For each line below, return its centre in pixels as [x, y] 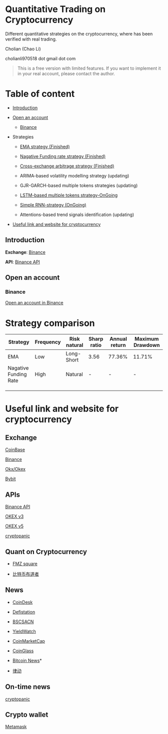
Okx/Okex [15, 469]
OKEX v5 [14, 526]
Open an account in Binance [34, 303]
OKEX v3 [14, 516]
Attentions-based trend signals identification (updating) [77, 215]
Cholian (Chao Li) [23, 49]
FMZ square [25, 564]
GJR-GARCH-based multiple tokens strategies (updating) [79, 185]
